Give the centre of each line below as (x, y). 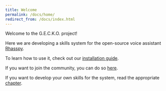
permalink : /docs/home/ (30, 15)
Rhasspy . (15, 49)
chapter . (14, 83)
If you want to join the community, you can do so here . (62, 68)
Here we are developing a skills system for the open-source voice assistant (83, 43)
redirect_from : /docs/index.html (40, 19)
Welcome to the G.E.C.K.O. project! (41, 34)
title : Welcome (21, 10)
